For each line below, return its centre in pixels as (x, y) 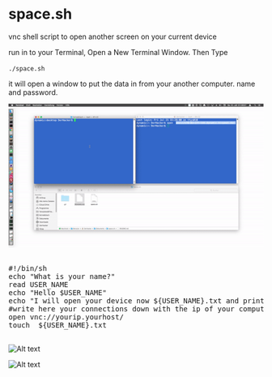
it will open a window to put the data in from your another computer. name (132, 84)
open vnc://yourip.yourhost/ (66, 317)
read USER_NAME (38, 284)
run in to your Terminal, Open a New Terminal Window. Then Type (118, 52)
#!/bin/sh (28, 268)
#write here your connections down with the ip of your (121, 308)
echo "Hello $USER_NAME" (57, 292)
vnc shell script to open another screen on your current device (113, 36)
